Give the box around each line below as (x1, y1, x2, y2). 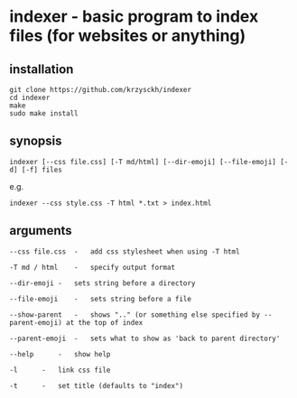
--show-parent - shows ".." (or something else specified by (9, 310, 260, 319)
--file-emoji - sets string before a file (9, 294, 192, 303)
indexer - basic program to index (9, 6, 259, 27)
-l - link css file (9, 366, 111, 375)
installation (9, 61, 74, 77)
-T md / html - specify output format (9, 263, 176, 272)
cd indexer (9, 93, 51, 102)
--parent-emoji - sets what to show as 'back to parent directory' (9, 334, 281, 343)
